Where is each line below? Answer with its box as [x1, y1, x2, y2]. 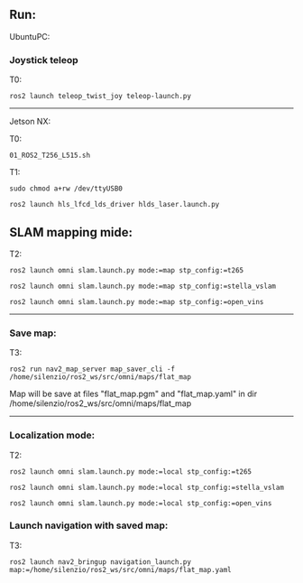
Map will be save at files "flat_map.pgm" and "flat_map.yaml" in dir [9, 388, 258, 400]
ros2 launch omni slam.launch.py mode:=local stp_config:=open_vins [9, 498, 272, 508]
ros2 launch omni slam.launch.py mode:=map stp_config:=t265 [9, 265, 244, 274]
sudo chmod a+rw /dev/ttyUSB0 [9, 184, 124, 193]
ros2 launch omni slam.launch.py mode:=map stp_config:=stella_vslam [9, 282, 277, 291]
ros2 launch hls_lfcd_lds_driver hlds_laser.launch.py [9, 200, 220, 209]
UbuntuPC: [9, 31, 50, 42]
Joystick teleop [9, 53, 78, 66]
